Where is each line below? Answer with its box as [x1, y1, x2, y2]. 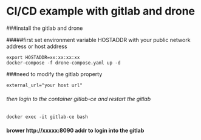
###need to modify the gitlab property [6, 70, 103, 77]
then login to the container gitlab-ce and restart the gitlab [6, 95, 151, 102]
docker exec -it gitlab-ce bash [6, 114, 88, 120]
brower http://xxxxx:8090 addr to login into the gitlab [6, 127, 145, 134]
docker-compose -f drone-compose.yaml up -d [6, 60, 121, 66]
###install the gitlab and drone [6, 24, 83, 32]
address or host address [6, 43, 68, 50]
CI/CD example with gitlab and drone [6, 4, 196, 18]
